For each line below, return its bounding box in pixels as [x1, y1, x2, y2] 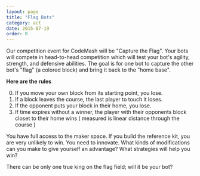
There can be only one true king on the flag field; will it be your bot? [6, 163, 173, 171]
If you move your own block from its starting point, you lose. [14, 89, 163, 97]
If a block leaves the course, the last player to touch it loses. [14, 96, 163, 103]
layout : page [6, 8, 39, 15]
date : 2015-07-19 [6, 25, 50, 32]
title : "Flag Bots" [6, 14, 55, 20]
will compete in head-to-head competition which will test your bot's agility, [6, 54, 190, 61]
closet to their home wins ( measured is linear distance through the [14, 115, 180, 122]
